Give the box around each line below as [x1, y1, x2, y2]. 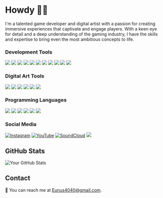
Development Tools [5, 49, 53, 56]
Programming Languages [5, 97, 67, 104]
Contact [5, 174, 30, 182]
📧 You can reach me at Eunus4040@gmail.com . [5, 187, 102, 193]
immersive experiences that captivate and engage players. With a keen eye [5, 26, 157, 31]
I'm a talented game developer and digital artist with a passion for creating [5, 21, 156, 27]
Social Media [5, 120, 37, 127]
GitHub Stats [5, 147, 45, 155]
